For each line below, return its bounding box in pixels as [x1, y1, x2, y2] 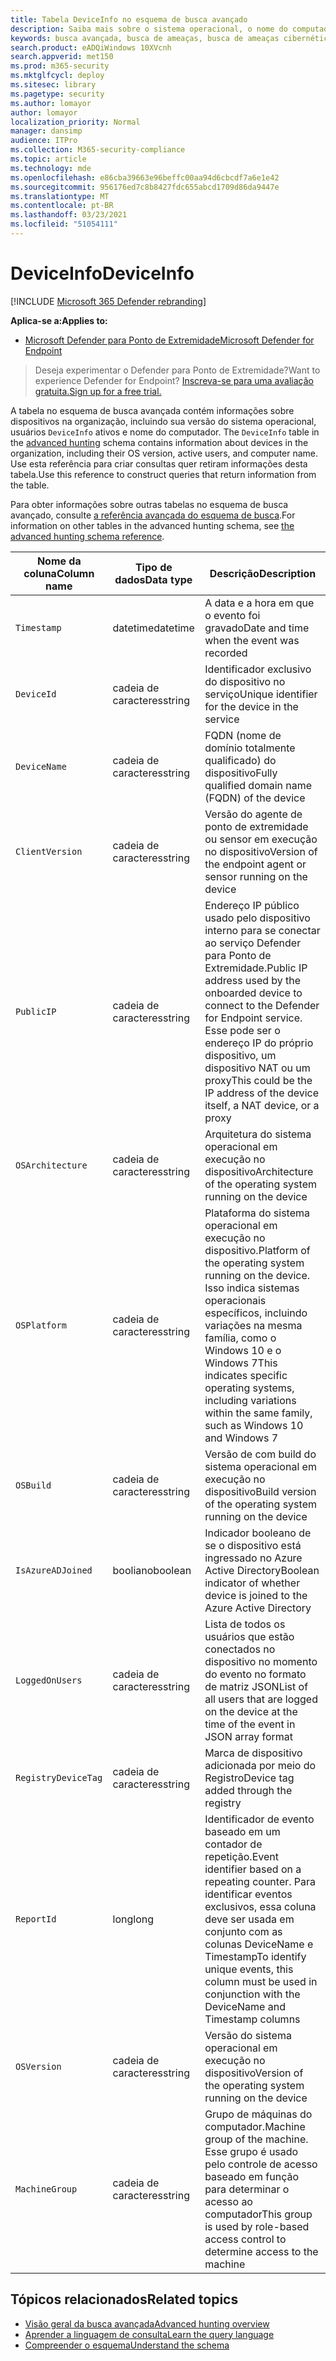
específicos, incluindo [204, 1306, 308, 1320]
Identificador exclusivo [204, 662, 312, 676]
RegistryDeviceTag [15, 1772, 103, 1783]
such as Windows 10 [204, 1418, 304, 1432]
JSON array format [204, 1729, 293, 1743]
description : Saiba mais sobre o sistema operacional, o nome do [10, 24, 288, 34]
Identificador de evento [204, 1812, 315, 1826]
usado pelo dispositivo [204, 911, 311, 925]
